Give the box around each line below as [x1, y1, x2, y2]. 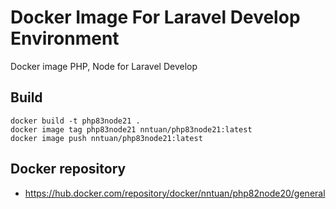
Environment [10, 27, 120, 50]
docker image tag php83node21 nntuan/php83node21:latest [10, 124, 253, 135]
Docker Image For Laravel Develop [10, 6, 301, 29]
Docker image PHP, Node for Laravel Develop [10, 60, 198, 72]
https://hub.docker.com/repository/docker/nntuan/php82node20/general [24, 187, 326, 199]
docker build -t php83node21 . [10, 116, 141, 126]
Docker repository [10, 161, 127, 178]
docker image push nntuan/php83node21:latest [10, 133, 203, 143]
